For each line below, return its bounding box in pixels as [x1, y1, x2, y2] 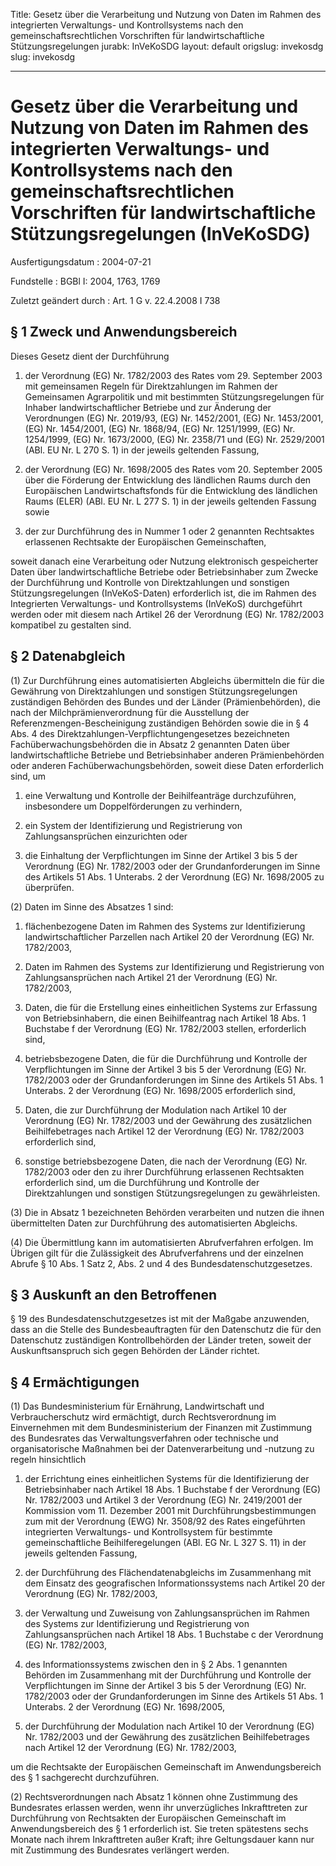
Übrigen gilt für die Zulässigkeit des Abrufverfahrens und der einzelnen [10, 1247, 304, 1259]
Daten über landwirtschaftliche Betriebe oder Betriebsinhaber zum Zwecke [10, 565, 319, 578]
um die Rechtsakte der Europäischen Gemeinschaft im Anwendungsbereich [10, 1761, 322, 1773]
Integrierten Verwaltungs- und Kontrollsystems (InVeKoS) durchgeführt [10, 597, 303, 609]
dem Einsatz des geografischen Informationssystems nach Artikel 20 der [24, 1577, 326, 1589]
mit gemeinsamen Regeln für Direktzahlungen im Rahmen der [24, 380, 278, 392]
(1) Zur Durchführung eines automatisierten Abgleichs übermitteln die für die [10, 674, 325, 686]
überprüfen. [24, 881, 75, 893]
